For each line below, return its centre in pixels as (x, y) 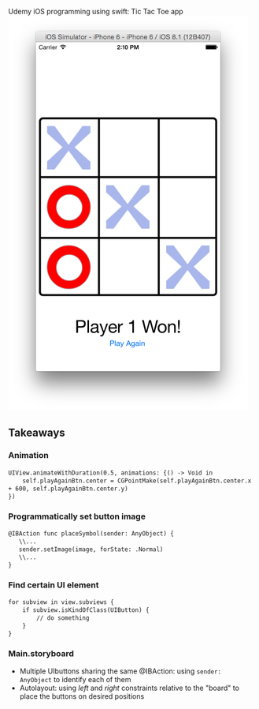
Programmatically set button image (77, 516)
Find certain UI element (54, 585)
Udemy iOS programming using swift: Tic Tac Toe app (96, 11)
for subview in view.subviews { (61, 602)
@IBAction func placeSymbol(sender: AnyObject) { (91, 533)
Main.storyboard (41, 654)
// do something (63, 618)
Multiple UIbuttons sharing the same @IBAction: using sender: (120, 671)
